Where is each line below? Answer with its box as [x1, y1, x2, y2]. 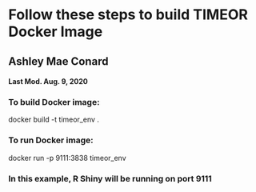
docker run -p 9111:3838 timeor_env [8, 153, 126, 162]
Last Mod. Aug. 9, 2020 [8, 77, 88, 86]
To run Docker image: [8, 134, 94, 146]
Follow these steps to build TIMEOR [8, 6, 248, 24]
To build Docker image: [8, 97, 100, 108]
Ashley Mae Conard [8, 54, 109, 68]
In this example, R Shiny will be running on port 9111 [8, 173, 212, 184]
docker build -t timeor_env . [8, 114, 100, 125]
